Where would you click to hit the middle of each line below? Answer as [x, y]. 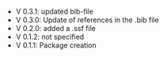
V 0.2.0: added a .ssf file [56, 28]
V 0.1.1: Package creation [56, 45]
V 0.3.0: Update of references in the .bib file [87, 20]
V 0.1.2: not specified [50, 37]
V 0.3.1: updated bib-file [54, 12]
